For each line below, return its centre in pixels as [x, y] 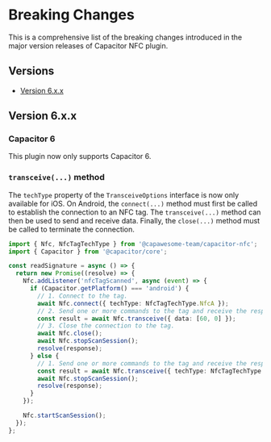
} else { [44, 356]
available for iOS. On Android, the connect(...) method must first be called [133, 203]
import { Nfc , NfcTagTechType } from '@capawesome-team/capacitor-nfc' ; [133, 244]
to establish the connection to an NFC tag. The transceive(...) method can [135, 212]
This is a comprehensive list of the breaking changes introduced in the [125, 37]
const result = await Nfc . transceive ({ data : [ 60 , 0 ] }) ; [137, 319]
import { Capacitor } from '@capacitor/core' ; [88, 252]
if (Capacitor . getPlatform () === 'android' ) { [109, 289]
